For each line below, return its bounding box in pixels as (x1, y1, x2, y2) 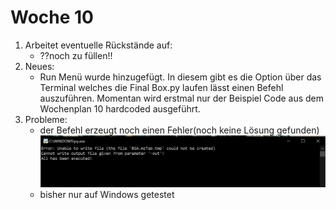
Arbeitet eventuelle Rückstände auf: (24, 39, 173, 51)
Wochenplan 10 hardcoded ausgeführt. (39, 102, 201, 115)
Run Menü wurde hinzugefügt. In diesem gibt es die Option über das (39, 71, 322, 83)
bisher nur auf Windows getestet (39, 189, 175, 201)
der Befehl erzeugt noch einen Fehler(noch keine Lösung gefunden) (39, 124, 320, 136)
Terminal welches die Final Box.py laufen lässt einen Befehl (39, 81, 284, 93)
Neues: (24, 60, 55, 72)
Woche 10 (10, 6, 94, 29)
